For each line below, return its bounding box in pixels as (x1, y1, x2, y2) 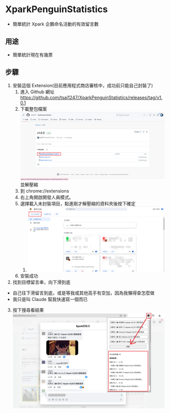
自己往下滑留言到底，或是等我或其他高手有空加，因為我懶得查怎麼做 (12, 290, 155, 296)
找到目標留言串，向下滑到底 (12, 279, 71, 285)
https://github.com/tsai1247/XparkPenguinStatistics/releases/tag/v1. (20, 94, 163, 100)
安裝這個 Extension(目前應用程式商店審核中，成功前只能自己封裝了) (12, 82, 153, 88)
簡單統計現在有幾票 (12, 52, 53, 58)
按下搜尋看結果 (12, 307, 44, 313)
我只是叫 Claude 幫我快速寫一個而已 (12, 296, 88, 303)
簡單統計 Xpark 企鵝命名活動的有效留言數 (12, 21, 99, 27)
